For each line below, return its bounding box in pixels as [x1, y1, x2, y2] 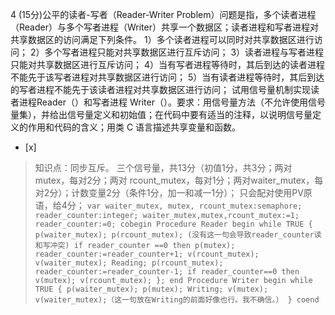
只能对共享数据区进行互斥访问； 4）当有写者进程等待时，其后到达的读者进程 [10, 59, 325, 70]
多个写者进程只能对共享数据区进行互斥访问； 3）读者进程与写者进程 [44, 46, 325, 58]
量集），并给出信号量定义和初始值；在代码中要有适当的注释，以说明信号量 [10, 109, 313, 120]
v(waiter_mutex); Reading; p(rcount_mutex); [34, 258, 224, 268]
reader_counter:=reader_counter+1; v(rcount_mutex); [34, 249, 260, 259]
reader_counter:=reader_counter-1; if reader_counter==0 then [34, 267, 300, 277]
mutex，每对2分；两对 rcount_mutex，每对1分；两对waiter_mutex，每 [34, 174, 324, 186]
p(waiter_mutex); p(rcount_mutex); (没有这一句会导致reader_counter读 [34, 230, 322, 240]
